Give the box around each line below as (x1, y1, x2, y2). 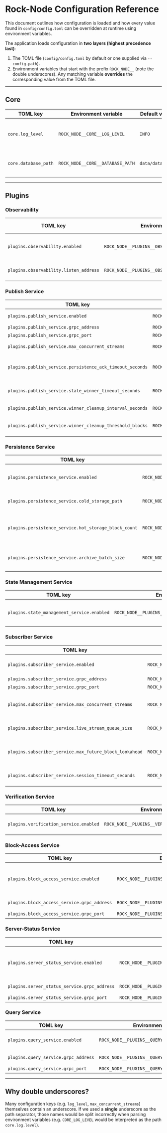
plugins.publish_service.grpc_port (7, 332, 92, 338)
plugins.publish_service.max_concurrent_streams (7, 343, 125, 349)
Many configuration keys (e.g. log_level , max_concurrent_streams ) (5, 1101, 141, 1107)
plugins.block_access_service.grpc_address (7, 900, 112, 906)
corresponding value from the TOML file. (12, 76, 96, 82)
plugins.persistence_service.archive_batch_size (7, 555, 125, 561)
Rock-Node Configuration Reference (5, 3, 159, 15)
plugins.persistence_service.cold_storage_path (7, 498, 123, 504)
